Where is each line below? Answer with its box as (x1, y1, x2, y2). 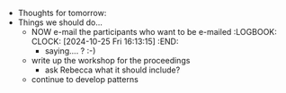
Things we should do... (17, 17, 103, 28)
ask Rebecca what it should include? (44, 64, 181, 75)
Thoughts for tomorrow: (17, 8, 107, 18)
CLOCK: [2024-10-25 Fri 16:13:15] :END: (31, 36, 179, 46)
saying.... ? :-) (44, 46, 96, 56)
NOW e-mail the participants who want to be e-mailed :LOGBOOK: (31, 27, 277, 37)
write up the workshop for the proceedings (31, 55, 191, 65)
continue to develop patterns (31, 74, 139, 84)
